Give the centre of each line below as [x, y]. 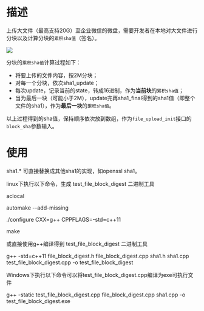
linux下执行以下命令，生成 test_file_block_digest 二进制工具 [80, 183]
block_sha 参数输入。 [32, 126]
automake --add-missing [37, 208]
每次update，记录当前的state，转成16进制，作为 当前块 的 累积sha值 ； [99, 90]
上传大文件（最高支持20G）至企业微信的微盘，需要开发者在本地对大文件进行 [102, 30]
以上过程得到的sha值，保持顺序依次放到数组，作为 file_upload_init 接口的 [99, 118]
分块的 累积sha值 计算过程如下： [44, 62]
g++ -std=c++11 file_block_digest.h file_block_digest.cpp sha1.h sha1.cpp [98, 256]
